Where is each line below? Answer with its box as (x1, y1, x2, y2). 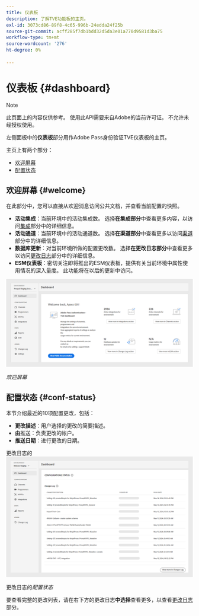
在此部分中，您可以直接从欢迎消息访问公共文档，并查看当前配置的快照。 (6, 202, 182, 209)
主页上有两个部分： (6, 146, 53, 154)
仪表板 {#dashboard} (6, 81, 111, 95)
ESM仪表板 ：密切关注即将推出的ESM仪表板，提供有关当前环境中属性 (14, 259, 183, 266)
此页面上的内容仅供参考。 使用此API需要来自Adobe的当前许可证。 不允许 (6, 113, 184, 121)
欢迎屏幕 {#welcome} (6, 186, 86, 196)
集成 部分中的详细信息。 (20, 222, 78, 229)
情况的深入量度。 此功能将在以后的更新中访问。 (20, 267, 136, 274)
